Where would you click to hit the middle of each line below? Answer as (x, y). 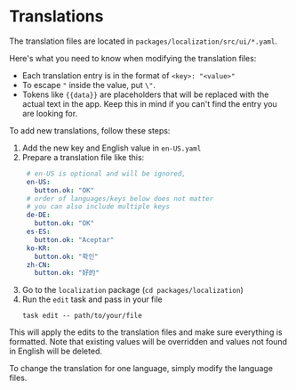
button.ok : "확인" (67, 256)
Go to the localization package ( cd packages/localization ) (132, 290)
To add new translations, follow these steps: (90, 130)
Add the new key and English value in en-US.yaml (112, 148)
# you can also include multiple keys (98, 207)
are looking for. (50, 113)
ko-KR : (38, 248)
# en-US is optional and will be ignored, (106, 174)
